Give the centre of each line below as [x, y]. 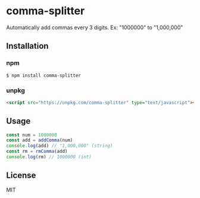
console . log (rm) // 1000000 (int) [49, 157]
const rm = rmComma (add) [37, 152]
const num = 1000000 [32, 135]
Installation [27, 46]
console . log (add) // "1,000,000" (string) [60, 146]
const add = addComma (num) [40, 140]
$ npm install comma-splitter [44, 76]
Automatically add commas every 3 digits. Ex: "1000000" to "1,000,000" [95, 27]
